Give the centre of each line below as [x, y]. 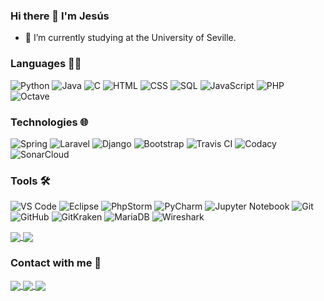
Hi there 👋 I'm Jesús [60, 16]
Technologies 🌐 [49, 122]
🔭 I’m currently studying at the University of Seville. [130, 38]
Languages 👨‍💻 [46, 64]
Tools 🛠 [30, 181]
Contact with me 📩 [56, 263]
